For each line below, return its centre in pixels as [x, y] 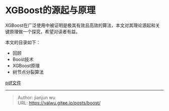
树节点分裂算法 [28, 72]
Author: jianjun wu [36, 97]
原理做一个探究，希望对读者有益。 [45, 31]
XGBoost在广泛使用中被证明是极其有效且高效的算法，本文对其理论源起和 [80, 25]
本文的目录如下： [23, 42]
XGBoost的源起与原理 [51, 10]
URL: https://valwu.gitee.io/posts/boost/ [59, 103]
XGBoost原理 [26, 66]
